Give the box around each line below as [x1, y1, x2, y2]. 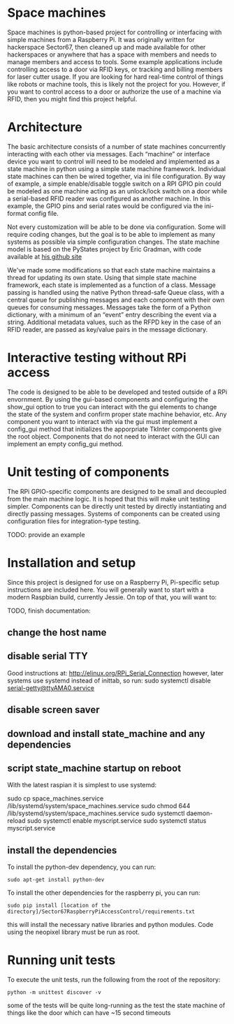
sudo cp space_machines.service [7, 794, 104, 803]
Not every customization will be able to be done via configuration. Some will [7, 222, 226, 231]
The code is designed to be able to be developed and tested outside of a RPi [7, 388, 228, 396]
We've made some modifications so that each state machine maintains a [7, 265, 216, 274]
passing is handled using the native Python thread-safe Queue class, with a [7, 288, 225, 296]
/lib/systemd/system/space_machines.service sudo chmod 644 [7, 802, 191, 810]
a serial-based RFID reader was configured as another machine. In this [7, 194, 211, 203]
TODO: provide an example [7, 530, 85, 539]
